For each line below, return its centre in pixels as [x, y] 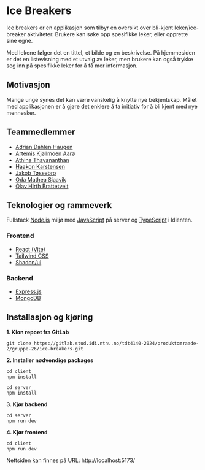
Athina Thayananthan [42, 160]
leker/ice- [187, 28]
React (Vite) [30, 249]
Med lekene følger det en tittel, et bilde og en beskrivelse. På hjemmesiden [101, 52]
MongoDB [28, 298]
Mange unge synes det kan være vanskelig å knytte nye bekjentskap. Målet [102, 99]
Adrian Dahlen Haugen [44, 147]
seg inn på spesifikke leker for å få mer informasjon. [72, 66]
